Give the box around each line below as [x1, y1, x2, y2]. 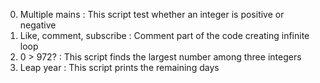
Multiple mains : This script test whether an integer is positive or [19, 9, 285, 20]
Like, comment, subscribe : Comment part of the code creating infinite [19, 30, 310, 41]
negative [19, 19, 57, 31]
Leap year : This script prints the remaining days [19, 62, 220, 73]
